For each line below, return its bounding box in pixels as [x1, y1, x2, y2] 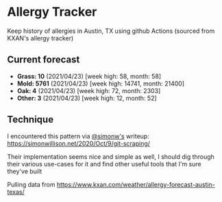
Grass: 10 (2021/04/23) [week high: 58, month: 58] [16, 72, 162, 80]
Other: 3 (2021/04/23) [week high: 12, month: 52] [16, 94, 158, 102]
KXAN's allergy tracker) [7, 34, 74, 42]
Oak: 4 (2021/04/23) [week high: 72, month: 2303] [16, 86, 161, 94]
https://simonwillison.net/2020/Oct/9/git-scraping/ [7, 139, 151, 147]
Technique [7, 114, 53, 125]
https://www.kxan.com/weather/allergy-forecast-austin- [56, 180, 216, 188]
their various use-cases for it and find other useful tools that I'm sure [7, 160, 201, 168]
